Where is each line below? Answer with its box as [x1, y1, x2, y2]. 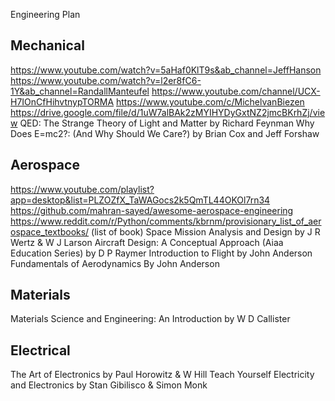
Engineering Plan [10, 9, 81, 20]
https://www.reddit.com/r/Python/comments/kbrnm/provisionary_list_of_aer [10, 215, 322, 227]
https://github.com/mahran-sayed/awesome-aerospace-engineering [10, 204, 294, 216]
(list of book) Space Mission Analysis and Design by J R [91, 225, 321, 238]
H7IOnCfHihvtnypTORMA [10, 95, 115, 108]
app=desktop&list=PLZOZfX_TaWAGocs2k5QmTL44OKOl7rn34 [10, 194, 271, 206]
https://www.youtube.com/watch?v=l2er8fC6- [10, 74, 202, 86]
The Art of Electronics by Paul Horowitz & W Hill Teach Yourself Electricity [10, 369, 315, 381]
